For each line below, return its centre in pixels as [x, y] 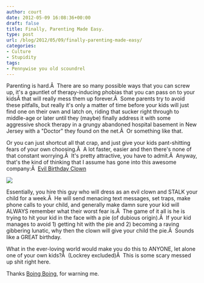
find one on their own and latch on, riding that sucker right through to [93, 112]
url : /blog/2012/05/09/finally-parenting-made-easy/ [74, 40]
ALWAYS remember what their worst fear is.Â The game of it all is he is [96, 211]
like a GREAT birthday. [34, 237]
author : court [24, 12]
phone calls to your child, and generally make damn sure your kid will [93, 205]
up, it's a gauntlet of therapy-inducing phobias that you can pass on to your [101, 93]
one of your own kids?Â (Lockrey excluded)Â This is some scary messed [99, 256]
